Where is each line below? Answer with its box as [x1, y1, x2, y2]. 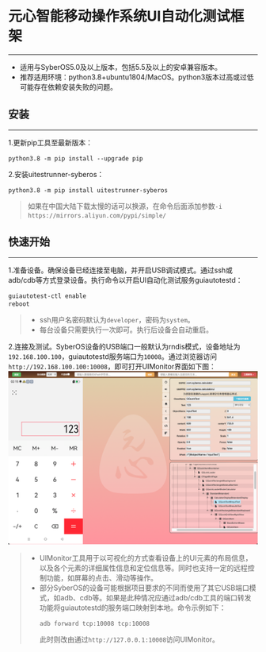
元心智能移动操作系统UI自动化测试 [8, 7, 231, 25]
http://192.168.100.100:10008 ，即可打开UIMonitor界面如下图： [8, 361, 216, 371]
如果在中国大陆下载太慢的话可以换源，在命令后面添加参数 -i [27, 201, 223, 210]
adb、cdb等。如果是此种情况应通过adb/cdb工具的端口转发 [60, 593, 252, 603]
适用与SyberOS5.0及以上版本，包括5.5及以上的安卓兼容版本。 [19, 62, 222, 71]
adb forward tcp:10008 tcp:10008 [39, 620, 150, 628]
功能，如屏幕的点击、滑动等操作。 [46, 573, 158, 583]
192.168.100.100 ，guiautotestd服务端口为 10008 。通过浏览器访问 [8, 351, 218, 361]
